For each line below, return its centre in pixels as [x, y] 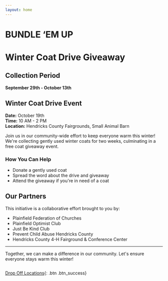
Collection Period [33, 76]
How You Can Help [28, 159]
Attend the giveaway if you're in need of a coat [60, 181]
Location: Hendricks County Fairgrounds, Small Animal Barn [67, 126]
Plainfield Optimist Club [36, 223]
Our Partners [26, 196]
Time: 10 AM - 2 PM [26, 121]
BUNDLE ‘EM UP [39, 34]
